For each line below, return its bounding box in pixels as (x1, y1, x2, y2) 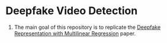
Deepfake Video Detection (5, 4, 138, 18)
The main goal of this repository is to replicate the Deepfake (14, 24, 161, 31)
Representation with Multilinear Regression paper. (14, 29, 136, 37)
